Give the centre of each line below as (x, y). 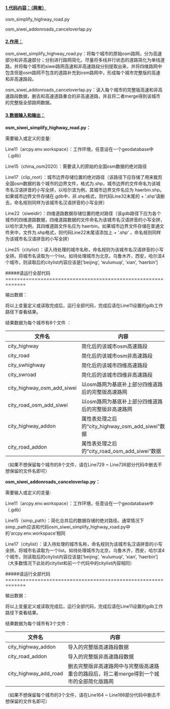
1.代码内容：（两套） (26, 8)
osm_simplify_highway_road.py (37, 19)
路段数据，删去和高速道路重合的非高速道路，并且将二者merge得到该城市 (85, 96)
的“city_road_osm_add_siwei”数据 (121, 451)
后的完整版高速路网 (104, 392)
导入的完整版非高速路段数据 (101, 657)
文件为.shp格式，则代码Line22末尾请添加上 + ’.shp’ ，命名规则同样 (92, 232)
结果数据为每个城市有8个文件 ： (38, 322)
